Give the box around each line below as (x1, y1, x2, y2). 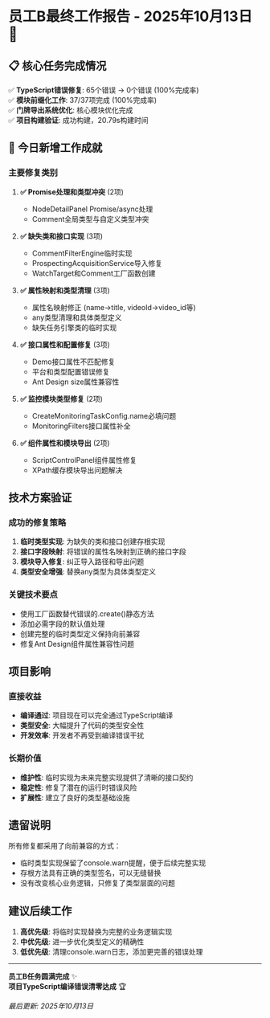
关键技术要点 (8, 589, 59, 600)
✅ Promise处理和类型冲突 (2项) (19, 186, 125, 197)
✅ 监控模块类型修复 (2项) (19, 394, 103, 403)
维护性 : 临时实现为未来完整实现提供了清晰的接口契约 (19, 772, 194, 782)
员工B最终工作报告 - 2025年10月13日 (8, 7, 253, 26)
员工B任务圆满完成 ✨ (8, 971, 78, 981)
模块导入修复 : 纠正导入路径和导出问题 (19, 557, 145, 566)
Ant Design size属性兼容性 (31, 377, 120, 386)
